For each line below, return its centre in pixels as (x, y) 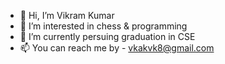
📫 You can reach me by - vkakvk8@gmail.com (117, 48)
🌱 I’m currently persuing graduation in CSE (107, 36)
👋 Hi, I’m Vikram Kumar (67, 15)
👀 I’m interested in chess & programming (103, 26)
